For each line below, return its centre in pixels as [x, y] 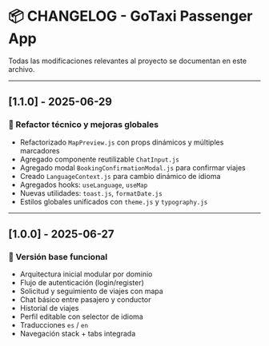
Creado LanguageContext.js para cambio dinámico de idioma [120, 176]
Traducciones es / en [54, 325]
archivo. [22, 69]
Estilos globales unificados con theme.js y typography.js [114, 201]
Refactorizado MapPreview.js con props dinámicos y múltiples [122, 142]
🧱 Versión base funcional [58, 257]
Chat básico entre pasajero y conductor [85, 300]
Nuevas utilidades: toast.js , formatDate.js [91, 193]
